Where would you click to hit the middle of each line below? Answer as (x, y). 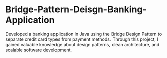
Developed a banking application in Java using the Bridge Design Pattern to (84, 34)
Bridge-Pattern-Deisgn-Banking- (76, 9)
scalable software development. (39, 50)
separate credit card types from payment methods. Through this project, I (82, 39)
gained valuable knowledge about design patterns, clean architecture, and (82, 44)
